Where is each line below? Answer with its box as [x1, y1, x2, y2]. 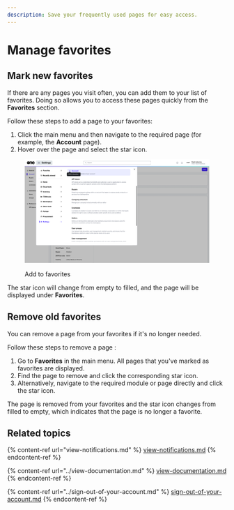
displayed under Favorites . [7, 290, 85, 299]
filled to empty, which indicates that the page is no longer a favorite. [7, 407, 203, 415]
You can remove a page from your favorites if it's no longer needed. [7, 329, 202, 338]
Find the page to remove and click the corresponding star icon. [17, 371, 198, 380]
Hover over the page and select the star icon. [17, 145, 148, 153]
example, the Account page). [17, 137, 102, 146]
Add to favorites [24, 269, 71, 278]
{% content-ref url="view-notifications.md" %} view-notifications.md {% [7, 446, 217, 454]
